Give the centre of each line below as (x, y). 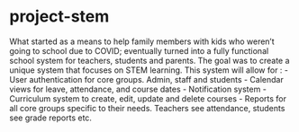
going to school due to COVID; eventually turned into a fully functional (139, 50)
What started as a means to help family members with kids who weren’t (142, 41)
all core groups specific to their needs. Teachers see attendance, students (147, 108)
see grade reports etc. (51, 118)
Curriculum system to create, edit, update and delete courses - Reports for (148, 98)
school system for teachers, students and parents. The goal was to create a (149, 60)
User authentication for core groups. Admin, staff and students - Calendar (146, 79)
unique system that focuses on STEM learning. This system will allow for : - (149, 70)
